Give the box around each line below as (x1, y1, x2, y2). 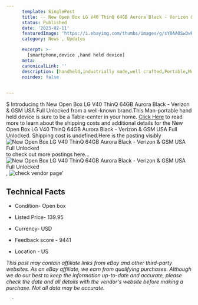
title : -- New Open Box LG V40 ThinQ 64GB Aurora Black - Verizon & (21, 14, 194, 20)
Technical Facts (6, 187, 66, 197)
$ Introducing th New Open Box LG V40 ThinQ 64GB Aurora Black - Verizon (6, 101, 190, 108)
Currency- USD (14, 225, 52, 232)
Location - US (14, 248, 49, 255)
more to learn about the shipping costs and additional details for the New (6, 120, 183, 127)
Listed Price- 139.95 (14, 213, 64, 221)
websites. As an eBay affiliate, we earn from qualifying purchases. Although (6, 266, 192, 273)
